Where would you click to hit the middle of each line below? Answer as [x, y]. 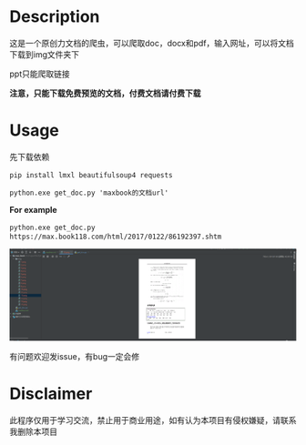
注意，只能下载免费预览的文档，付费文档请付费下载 [105, 93]
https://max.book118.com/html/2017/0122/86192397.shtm [116, 237]
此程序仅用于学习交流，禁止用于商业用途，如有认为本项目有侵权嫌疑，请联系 [153, 420]
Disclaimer [51, 394]
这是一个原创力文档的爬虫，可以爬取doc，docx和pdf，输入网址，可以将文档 [152, 43]
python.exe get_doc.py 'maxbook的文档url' [89, 193]
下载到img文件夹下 [45, 54]
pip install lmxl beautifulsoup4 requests [91, 175]
